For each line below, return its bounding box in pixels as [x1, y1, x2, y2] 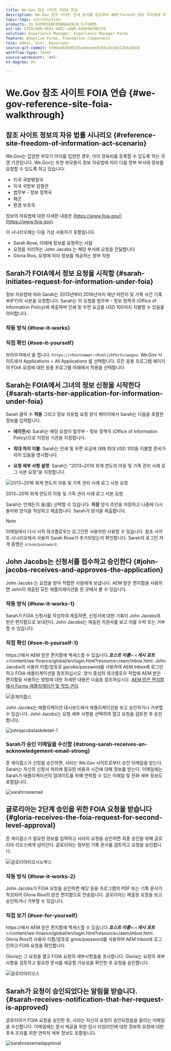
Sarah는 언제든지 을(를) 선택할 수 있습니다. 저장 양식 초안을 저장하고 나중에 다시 [6, 501, 163, 507]
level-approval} [6, 821, 56, 830]
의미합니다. [6, 311, 28, 317]
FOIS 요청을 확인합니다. [19, 943, 66, 949]
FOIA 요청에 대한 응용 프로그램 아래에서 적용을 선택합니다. [11, 365, 126, 371]
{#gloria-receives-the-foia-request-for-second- [6, 813, 163, 822]
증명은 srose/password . [11, 541, 58, 547]
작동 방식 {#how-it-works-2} [6, 873, 76, 880]
